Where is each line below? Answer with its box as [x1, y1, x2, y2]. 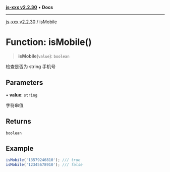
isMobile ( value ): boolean [18, 53, 70, 59]
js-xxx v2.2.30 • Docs [6, 5, 53, 10]
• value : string [6, 92, 37, 98]
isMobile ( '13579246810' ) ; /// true [6, 157, 81, 163]
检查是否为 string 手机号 [6, 63, 56, 70]
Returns [6, 117, 32, 126]
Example [6, 144, 34, 153]
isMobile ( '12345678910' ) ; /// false [6, 162, 83, 167]
